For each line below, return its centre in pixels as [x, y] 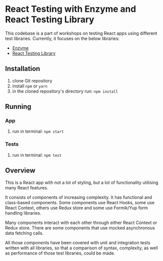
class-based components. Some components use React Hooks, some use [80, 202]
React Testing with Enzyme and [71, 9]
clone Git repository [32, 80]
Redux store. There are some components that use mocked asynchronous [80, 227]
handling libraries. [23, 213]
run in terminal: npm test [37, 155]
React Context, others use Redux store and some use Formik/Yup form [77, 208]
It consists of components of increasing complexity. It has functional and [79, 197]
